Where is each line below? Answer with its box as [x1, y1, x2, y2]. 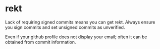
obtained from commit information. [5, 39, 76, 45]
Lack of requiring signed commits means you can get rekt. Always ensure [5, 19, 156, 25]
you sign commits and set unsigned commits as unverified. [5, 24, 125, 30]
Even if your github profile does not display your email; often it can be [5, 34, 147, 40]
